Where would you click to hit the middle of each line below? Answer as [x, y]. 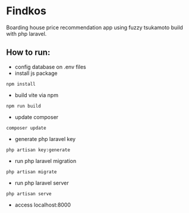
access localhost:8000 [43, 205]
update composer [37, 117]
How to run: [28, 53]
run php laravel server [42, 183]
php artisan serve [29, 194]
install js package [36, 73]
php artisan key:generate [38, 150]
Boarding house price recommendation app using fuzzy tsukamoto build [94, 27]
